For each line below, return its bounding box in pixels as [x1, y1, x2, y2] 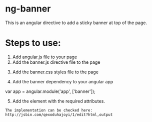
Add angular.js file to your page [12, 54, 77, 60]
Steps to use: [5, 37, 61, 49]
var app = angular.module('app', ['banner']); [5, 88, 96, 94]
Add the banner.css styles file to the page [12, 69, 99, 75]
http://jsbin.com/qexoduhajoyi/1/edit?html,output [5, 112, 113, 117]
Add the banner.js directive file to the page [12, 59, 100, 65]
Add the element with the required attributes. [12, 98, 105, 104]
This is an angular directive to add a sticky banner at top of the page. [5, 20, 147, 26]
